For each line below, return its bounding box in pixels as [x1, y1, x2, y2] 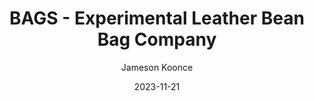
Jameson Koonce [120, 61, 194, 73]
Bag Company [97, 28, 217, 51]
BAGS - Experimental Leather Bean [9, 7, 305, 30]
